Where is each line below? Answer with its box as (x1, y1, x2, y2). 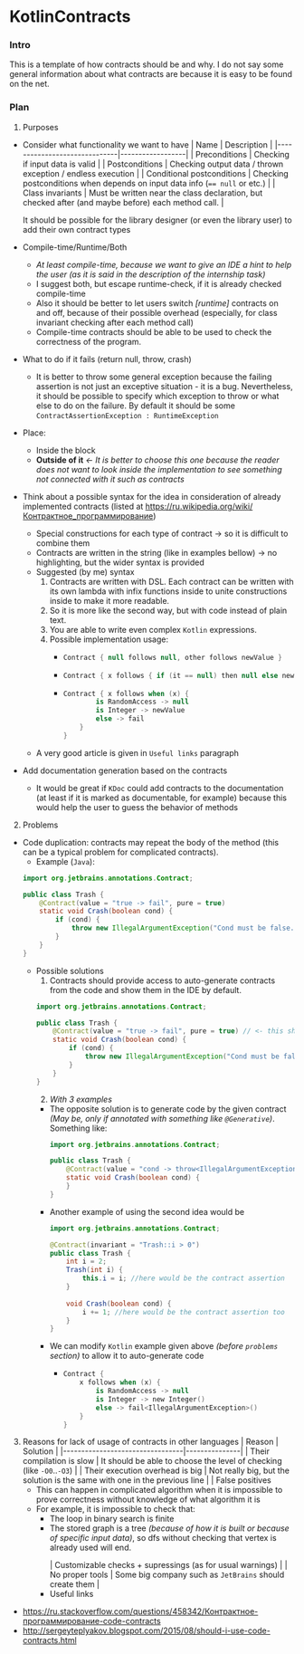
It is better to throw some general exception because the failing (35, 371, 272, 382)
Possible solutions (35, 965, 104, 976)
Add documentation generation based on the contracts (22, 765, 228, 776)
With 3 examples (49, 1094, 113, 1104)
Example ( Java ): (35, 856, 95, 866)
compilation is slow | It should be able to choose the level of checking (22, 1456, 282, 1467)
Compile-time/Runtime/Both (22, 242, 128, 253)
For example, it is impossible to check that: (35, 1504, 196, 1515)
